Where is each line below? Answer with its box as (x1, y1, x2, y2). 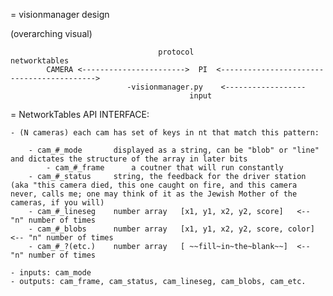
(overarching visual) (10, 28, 93, 39)
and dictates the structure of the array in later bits (10, 154, 248, 164)
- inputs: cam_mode (10, 268, 92, 278)
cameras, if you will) (10, 198, 105, 208)
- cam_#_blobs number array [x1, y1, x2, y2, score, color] (28, 224, 315, 234)
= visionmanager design (10, 9, 110, 20)
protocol (158, 47, 195, 57)
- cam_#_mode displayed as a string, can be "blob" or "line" (28, 145, 320, 155)
